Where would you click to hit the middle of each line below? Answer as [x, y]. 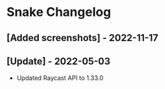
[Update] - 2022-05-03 [58, 61]
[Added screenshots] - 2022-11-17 [82, 38]
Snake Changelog [59, 12]
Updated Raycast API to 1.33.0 [60, 78]
